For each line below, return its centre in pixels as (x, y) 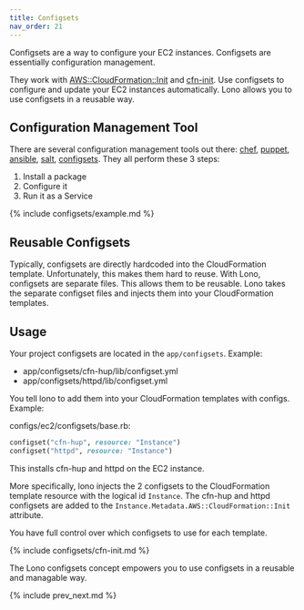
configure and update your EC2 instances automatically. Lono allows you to (151, 89)
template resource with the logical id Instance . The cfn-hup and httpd (140, 495)
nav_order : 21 (36, 26)
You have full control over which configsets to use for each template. (139, 533)
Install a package (55, 177)
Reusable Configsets (70, 242)
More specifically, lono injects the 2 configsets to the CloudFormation (140, 486)
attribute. (26, 514)
